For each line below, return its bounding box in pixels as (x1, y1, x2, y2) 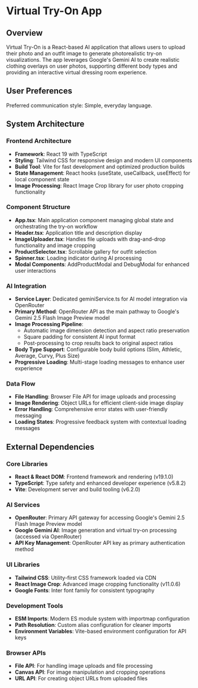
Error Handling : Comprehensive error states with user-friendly (14, 406, 168, 413)
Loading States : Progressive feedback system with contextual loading (14, 418, 187, 425)
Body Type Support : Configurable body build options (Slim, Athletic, (14, 346, 182, 353)
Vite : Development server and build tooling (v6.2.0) (14, 486, 140, 493)
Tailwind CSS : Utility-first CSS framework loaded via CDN (14, 574, 157, 581)
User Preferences (6, 86, 72, 96)
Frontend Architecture (6, 137, 72, 145)
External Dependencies (6, 441, 95, 452)
